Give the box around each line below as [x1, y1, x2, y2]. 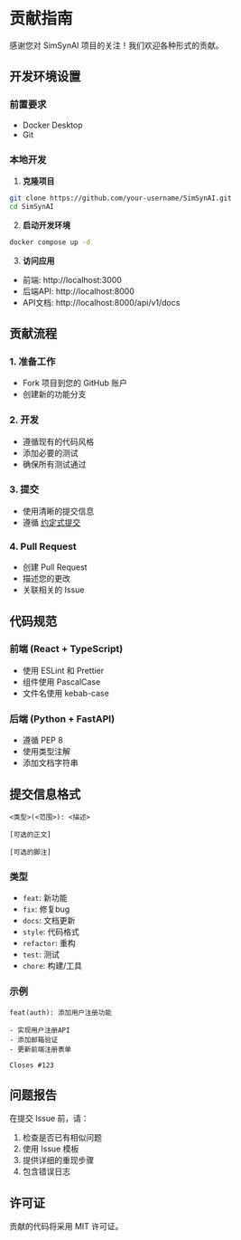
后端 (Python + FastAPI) [9, 712, 116, 724]
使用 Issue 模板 [22, 1143, 79, 1154]
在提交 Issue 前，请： [9, 1113, 89, 1124]
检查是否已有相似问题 [22, 1132, 102, 1143]
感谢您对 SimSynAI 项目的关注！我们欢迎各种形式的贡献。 [9, 40, 224, 51]
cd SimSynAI [9, 202, 54, 211]
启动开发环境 [22, 219, 70, 231]
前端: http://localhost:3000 [22, 274, 122, 285]
